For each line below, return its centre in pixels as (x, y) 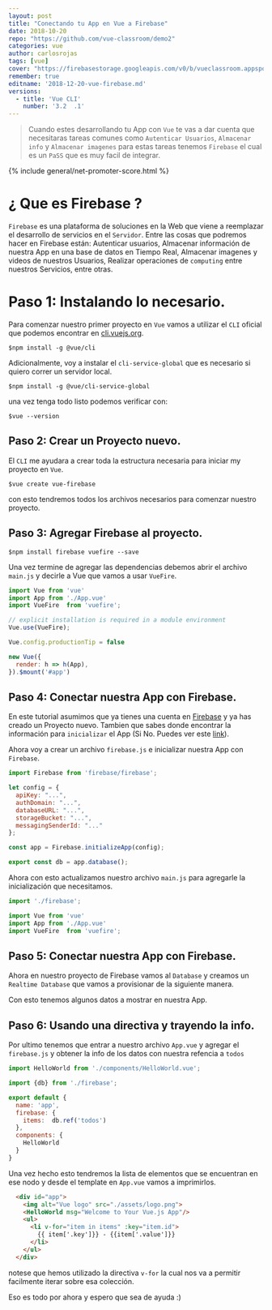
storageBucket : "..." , (54, 818)
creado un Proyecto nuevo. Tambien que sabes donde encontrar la (120, 726)
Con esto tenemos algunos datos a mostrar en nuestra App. (108, 1000)
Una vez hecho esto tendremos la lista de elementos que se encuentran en (133, 1173)
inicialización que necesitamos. (61, 886)
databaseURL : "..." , (50, 810)
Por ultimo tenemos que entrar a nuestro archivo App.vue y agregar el (124, 1045)
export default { (38, 1098)
